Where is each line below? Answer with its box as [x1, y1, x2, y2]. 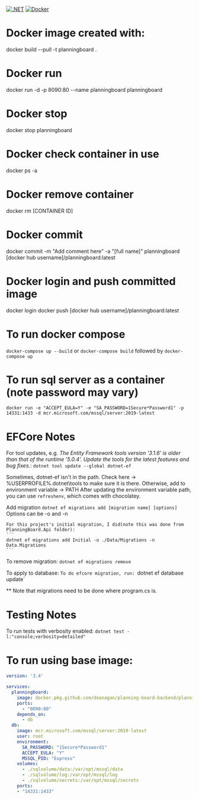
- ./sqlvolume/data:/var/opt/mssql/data [21, 766, 123, 772]
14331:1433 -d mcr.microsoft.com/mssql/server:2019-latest [6, 410, 155, 416]
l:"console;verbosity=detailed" [6, 634, 86, 640]
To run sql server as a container [6, 373, 165, 386]
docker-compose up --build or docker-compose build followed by [6, 347, 163, 354]
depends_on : [17, 711, 46, 717]
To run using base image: [6, 653, 133, 667]
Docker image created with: [6, 27, 145, 40]
